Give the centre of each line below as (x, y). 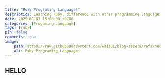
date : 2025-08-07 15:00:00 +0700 (39, 19)
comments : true (21, 37)
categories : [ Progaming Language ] (41, 23)
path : (20, 46)
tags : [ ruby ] (18, 28)
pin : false (16, 32)
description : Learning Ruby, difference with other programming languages (83, 14)
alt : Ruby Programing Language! (47, 51)
